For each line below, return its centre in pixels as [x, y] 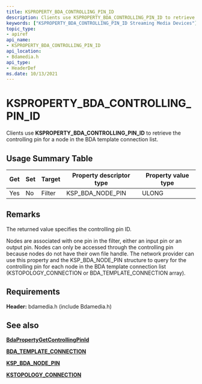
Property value [167, 175]
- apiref [17, 34]
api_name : [19, 40]
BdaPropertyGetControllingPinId [48, 340]
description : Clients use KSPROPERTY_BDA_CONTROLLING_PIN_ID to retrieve [101, 18]
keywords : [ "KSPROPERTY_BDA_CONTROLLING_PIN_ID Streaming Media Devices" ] [102, 23]
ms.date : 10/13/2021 [32, 74]
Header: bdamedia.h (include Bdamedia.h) [59, 306]
